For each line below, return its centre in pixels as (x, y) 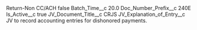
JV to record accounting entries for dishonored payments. (77, 21)
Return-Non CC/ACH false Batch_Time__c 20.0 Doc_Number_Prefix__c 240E (99, 8)
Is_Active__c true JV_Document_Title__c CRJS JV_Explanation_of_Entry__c (96, 14)
